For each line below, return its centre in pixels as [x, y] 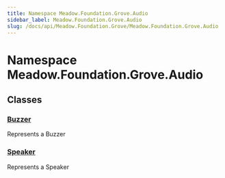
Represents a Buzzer [37, 134]
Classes [25, 100]
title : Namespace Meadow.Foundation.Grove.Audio [78, 13]
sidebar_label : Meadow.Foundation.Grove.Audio [75, 20]
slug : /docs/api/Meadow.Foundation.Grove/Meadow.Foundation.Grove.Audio [113, 26]
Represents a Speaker [38, 167]
